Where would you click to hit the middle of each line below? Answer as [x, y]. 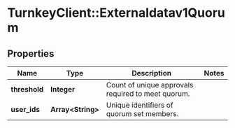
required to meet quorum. [148, 94]
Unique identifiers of [140, 105]
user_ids [26, 109]
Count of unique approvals [150, 85]
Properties [31, 54]
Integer [63, 89]
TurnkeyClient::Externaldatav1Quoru [116, 13]
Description [152, 73]
